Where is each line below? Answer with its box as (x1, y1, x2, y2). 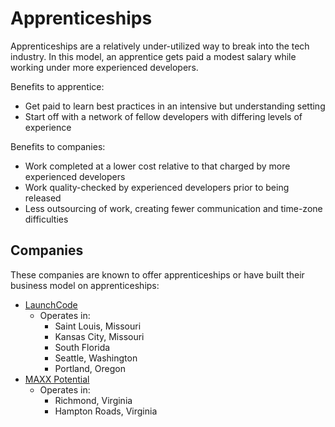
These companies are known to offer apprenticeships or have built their (10, 268, 305, 281)
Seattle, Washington (54, 352, 138, 364)
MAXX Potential (24, 373, 90, 385)
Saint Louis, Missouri (54, 320, 142, 332)
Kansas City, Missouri (54, 330, 145, 342)
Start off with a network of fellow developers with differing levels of (24, 110, 303, 122)
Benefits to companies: (10, 140, 106, 152)
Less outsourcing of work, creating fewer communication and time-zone (24, 202, 323, 214)
